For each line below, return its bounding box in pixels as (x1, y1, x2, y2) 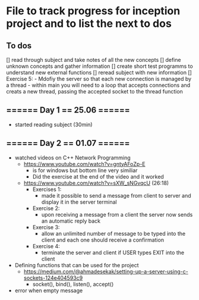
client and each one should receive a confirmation (41, 236, 165, 243)
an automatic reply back (41, 217, 101, 224)
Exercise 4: (32, 242, 61, 249)
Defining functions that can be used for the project (14, 261, 139, 268)
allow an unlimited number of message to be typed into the (41, 230, 186, 237)
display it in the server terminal (41, 198, 117, 205)
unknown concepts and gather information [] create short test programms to (6, 62, 193, 70)
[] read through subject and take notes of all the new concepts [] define (6, 57, 181, 63)
